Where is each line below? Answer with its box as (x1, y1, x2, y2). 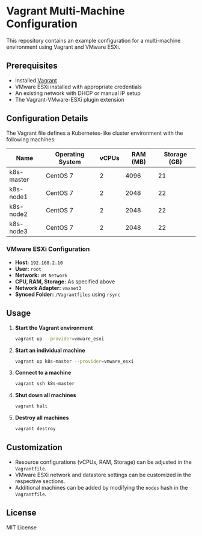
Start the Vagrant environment (14, 324, 93, 331)
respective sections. (14, 477, 66, 485)
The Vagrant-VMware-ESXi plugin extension (14, 96, 124, 103)
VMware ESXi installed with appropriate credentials (14, 83, 142, 90)
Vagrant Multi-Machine (6, 4, 125, 18)
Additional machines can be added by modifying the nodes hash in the (14, 484, 188, 491)
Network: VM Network (14, 271, 68, 279)
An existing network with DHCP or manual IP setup (14, 89, 141, 97)
